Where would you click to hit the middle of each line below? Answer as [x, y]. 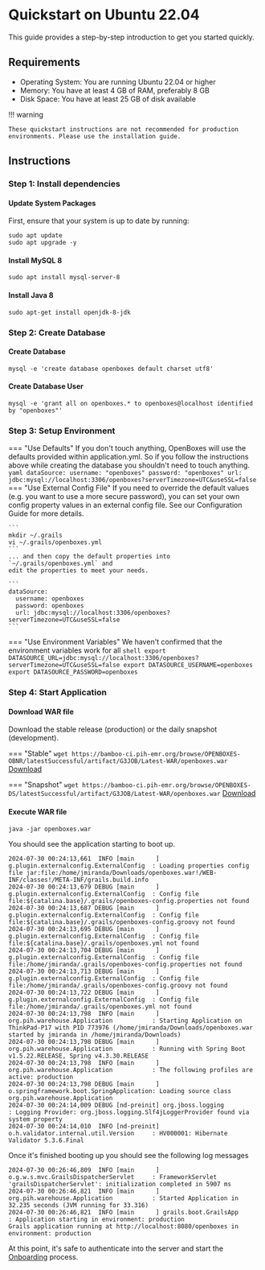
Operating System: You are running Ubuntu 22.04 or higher [118, 81]
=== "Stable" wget [38, 753]
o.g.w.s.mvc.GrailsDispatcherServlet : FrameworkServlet [113, 1177]
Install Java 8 [31, 295]
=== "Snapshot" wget [43, 785]
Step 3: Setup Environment [62, 431]
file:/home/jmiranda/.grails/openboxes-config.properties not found [125, 964]
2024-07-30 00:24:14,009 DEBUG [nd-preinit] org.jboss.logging [116, 1105]
